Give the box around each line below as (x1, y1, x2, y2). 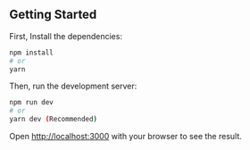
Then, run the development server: (9, 80, 137, 92)
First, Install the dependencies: (9, 30, 123, 41)
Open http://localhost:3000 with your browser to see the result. (9, 131, 243, 142)
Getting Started (9, 7, 97, 22)
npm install (9, 48, 54, 57)
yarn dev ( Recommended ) (9, 115, 98, 124)
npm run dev (9, 98, 54, 107)
